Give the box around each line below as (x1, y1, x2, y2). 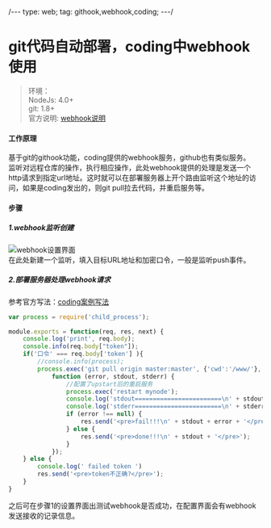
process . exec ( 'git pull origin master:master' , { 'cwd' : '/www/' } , (37, 365, 262, 373)
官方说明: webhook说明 (27, 113, 106, 123)
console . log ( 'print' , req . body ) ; (23, 335, 135, 343)
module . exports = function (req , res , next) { (8, 327, 164, 336)
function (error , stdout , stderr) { (51, 372, 175, 380)
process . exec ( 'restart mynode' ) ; (65, 388, 179, 396)
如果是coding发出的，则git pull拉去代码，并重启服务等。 (22, 183, 210, 193)
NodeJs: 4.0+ (27, 94, 74, 104)
